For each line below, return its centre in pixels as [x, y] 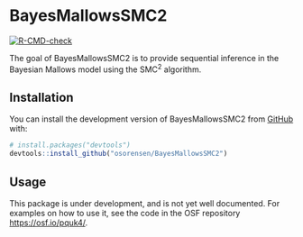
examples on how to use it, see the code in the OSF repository [125, 213]
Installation [41, 97]
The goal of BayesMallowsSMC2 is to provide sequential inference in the [144, 58]
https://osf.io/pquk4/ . [49, 223]
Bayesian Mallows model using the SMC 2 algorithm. [106, 68]
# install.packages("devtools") [70, 145]
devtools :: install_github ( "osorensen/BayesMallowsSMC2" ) [119, 154]
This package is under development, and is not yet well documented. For [145, 203]
